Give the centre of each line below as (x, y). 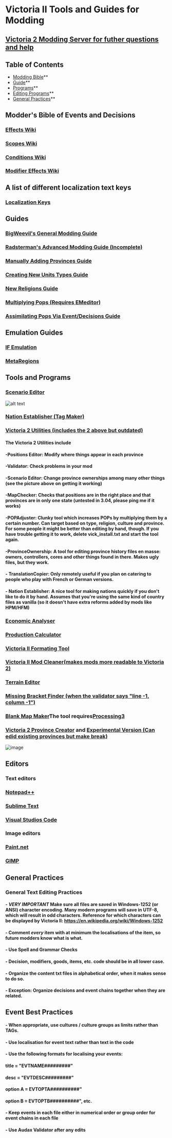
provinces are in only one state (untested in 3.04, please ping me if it (80, 500)
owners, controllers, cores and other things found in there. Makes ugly (82, 557)
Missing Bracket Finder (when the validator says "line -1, (78, 696)
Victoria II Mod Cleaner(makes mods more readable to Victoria (85, 662)
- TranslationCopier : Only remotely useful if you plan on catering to (78, 574)
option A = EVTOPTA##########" (44, 1089)
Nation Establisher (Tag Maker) (45, 417)
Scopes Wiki (21, 143)
